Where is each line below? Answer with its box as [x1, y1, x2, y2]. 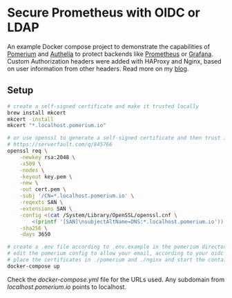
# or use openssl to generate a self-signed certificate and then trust [7, 135, 221, 142]
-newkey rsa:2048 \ [19, 153, 76, 160]
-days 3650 [19, 231, 51, 238]
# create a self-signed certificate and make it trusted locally [7, 102, 199, 110]
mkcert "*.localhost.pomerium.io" [7, 122, 107, 129]
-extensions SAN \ [19, 205, 72, 212]
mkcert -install [7, 115, 54, 122]
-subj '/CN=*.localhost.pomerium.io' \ [19, 192, 135, 200]
